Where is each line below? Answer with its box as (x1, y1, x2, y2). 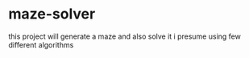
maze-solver (8, 5, 96, 23)
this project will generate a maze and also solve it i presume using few (8, 31, 242, 41)
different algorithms (8, 39, 74, 49)
